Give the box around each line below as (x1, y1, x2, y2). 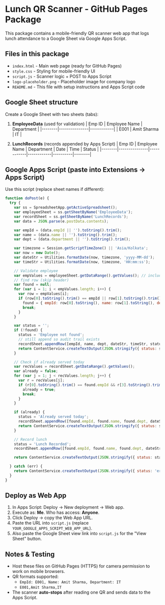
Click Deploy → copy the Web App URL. (12, 515, 93, 521)
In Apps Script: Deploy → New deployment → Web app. (12, 504, 125, 510)
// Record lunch (14, 437, 48, 442)
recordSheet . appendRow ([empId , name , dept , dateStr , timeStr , (18, 341, 148, 346)
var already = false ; (14, 369, 58, 374)
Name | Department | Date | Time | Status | (12, 146, 99, 152)
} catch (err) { (9, 464, 43, 469)
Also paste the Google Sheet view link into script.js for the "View (12, 531, 146, 536)
